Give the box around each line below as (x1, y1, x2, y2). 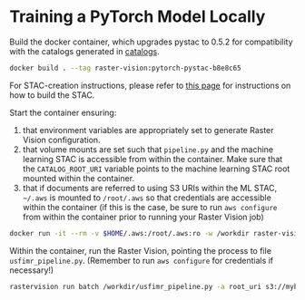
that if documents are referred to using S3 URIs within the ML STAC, (22, 182, 278, 193)
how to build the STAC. (9, 89, 95, 101)
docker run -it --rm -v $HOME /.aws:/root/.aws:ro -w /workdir (9, 228, 250, 237)
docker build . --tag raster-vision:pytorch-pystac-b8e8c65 (9, 63, 242, 73)
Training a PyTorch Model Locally (9, 6, 266, 27)
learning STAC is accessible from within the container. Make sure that (22, 153, 283, 164)
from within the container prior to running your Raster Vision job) (22, 211, 265, 222)
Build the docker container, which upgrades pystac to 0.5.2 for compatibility (9, 36, 293, 47)
